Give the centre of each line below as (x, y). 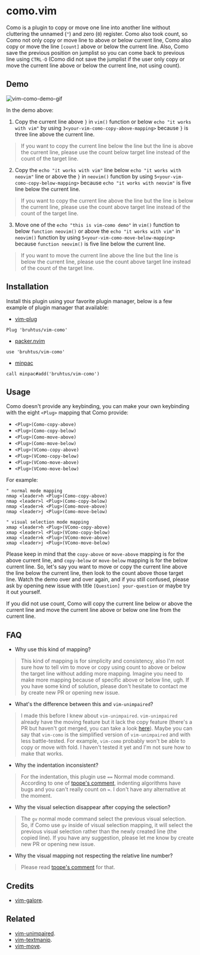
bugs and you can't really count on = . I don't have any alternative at (103, 789)
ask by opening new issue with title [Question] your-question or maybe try (98, 586)
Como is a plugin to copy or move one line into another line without (88, 27)
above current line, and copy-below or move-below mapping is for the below (97, 561)
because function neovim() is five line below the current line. (90, 244)
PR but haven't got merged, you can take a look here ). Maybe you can (106, 729)
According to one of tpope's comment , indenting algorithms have (101, 783)
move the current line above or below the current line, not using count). (94, 65)
